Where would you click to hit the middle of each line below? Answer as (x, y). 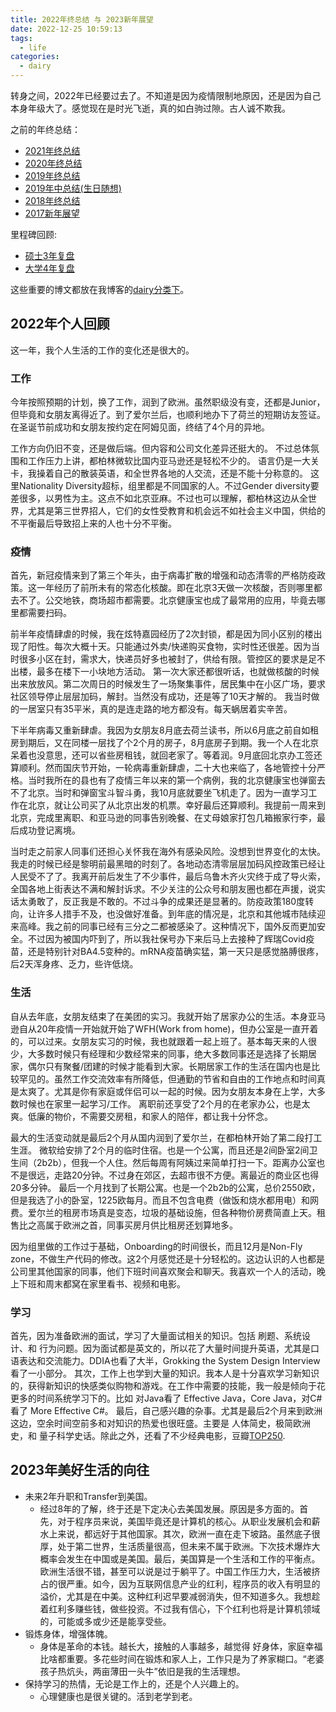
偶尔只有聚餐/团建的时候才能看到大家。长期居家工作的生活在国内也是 (169, 1066)
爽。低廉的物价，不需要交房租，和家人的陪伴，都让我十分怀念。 (141, 1116)
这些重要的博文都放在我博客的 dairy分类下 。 (100, 289)
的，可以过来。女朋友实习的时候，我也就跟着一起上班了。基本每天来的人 (159, 1041)
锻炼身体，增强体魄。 (68, 1633)
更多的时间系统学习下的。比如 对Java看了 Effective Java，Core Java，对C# (166, 1398)
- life (33, 47)
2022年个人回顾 (60, 324)
